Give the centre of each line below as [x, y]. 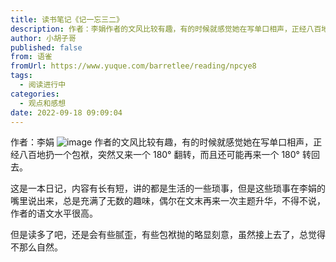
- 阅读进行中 [43, 85]
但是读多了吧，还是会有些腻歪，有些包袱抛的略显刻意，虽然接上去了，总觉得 [168, 235]
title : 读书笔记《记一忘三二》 [67, 19]
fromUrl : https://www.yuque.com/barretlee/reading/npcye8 [133, 66]
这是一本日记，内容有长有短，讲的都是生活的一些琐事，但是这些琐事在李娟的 [168, 188]
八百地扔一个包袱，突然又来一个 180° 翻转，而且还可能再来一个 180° [159, 155]
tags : [21, 76]
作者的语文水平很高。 [54, 213]
